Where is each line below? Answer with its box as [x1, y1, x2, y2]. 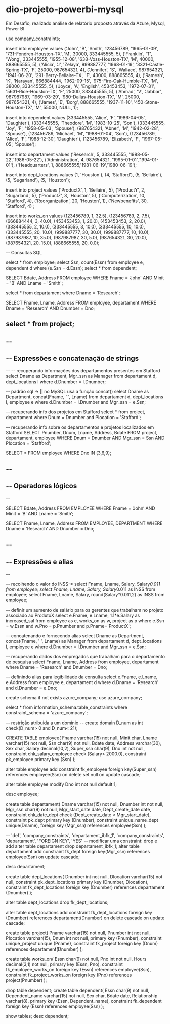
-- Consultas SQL [6, 249, 42, 255]
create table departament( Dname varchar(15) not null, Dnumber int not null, [6, 801, 164, 807]
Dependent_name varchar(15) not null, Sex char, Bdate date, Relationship [6, 992, 158, 999]
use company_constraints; [6, 35, 60, 42]
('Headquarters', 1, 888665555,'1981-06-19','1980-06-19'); [15, 162, 137, 168]
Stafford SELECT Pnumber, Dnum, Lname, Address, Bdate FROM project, [6, 429, 158, 435]
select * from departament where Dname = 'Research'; [6, 290, 120, 296]
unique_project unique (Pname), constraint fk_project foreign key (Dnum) [6, 940, 158, 946]
